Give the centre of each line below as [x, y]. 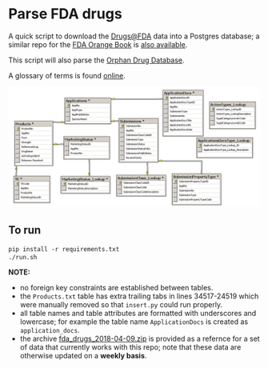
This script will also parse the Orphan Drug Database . [97, 60]
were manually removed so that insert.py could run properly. [121, 304]
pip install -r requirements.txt [64, 249]
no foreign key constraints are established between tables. [116, 287]
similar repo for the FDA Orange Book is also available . [98, 44]
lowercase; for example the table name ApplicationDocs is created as [134, 322]
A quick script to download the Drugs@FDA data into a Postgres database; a [134, 36]
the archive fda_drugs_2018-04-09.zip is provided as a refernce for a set [140, 338]
